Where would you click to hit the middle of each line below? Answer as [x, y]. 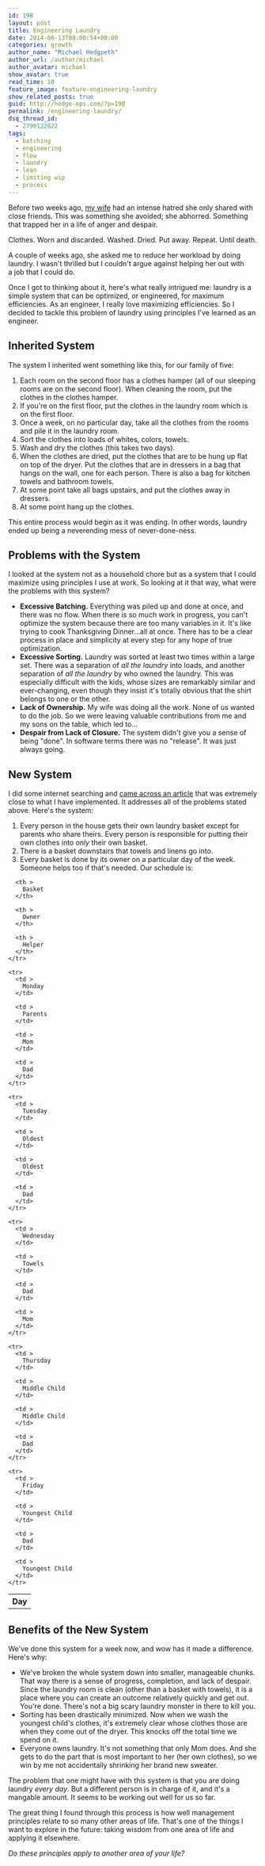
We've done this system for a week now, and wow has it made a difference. [131, 1648]
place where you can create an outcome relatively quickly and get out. [134, 1698]
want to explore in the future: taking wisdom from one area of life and [121, 1830]
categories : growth [40, 45]
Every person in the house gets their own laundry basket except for [129, 826]
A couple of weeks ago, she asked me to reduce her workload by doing [125, 255]
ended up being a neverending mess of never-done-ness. [102, 530]
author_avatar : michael [47, 67]
